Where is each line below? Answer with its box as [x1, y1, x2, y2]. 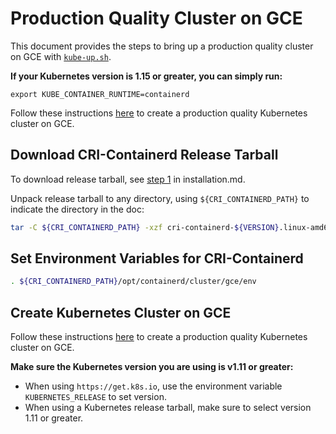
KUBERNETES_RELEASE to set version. [24, 391, 167, 403]
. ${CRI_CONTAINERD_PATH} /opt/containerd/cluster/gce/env [10, 277, 257, 287]
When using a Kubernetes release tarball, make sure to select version [24, 402, 312, 414]
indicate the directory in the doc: [10, 203, 145, 215]
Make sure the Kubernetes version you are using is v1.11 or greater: [10, 361, 294, 373]
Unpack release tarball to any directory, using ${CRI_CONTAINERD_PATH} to [10, 192, 310, 204]
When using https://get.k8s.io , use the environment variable [24, 380, 283, 392]
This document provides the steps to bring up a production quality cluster [10, 40, 314, 52]
